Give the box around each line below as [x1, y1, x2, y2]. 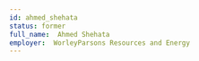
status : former [9, 22, 66, 30]
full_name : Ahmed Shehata [9, 30, 110, 39]
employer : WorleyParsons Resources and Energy [9, 38, 191, 48]
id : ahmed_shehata [9, 13, 78, 22]
